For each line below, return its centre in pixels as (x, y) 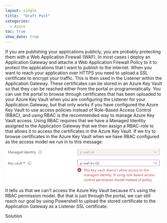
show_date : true (22, 37)
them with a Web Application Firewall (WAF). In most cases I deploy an (78, 57)
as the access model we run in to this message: (54, 142)
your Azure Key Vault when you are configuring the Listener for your (75, 99)
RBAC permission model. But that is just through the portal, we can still (78, 196)
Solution (14, 216)
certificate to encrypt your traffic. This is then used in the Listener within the (83, 78)
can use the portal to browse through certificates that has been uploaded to (83, 94)
